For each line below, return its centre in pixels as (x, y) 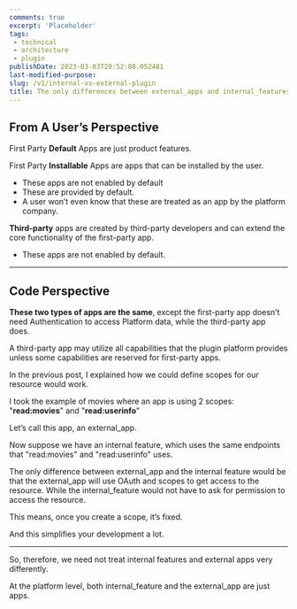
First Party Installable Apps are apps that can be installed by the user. (137, 166)
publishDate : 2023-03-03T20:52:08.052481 (87, 67)
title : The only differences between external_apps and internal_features (150, 91)
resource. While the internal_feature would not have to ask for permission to (147, 490)
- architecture (41, 50)
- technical (35, 42)
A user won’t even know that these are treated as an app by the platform (153, 202)
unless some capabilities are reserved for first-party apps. (115, 358)
